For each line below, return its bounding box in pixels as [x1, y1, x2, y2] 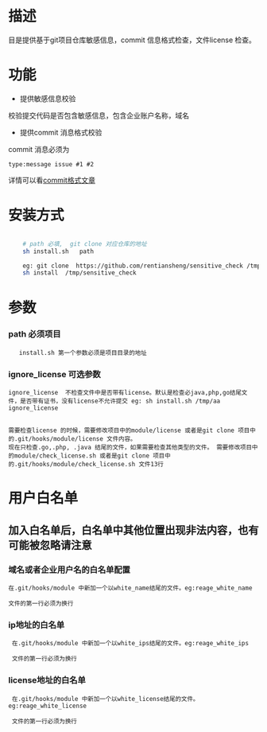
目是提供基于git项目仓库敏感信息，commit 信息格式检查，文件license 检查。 [8, 35, 257, 45]
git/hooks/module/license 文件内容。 [17, 435, 137, 443]
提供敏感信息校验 [19, 93, 76, 103]
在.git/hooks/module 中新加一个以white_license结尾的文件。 [11, 695, 199, 703]
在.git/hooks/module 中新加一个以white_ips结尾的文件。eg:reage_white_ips [11, 640, 249, 648]
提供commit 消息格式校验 [19, 127, 103, 137]
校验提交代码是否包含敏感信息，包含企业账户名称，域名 [8, 111, 189, 120]
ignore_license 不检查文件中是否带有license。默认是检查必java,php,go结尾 [8, 389, 242, 397]
